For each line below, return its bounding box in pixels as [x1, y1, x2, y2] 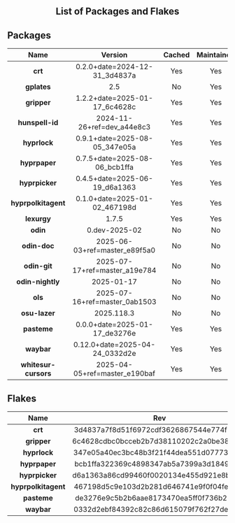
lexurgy [24, 214, 51, 224]
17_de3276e [92, 329, 136, 338]
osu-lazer [20, 308, 56, 318]
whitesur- [20, 360, 56, 370]
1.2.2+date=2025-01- [76, 94, 154, 103]
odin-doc [22, 241, 55, 251]
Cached [163, 50, 190, 60]
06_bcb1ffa [94, 162, 134, 172]
